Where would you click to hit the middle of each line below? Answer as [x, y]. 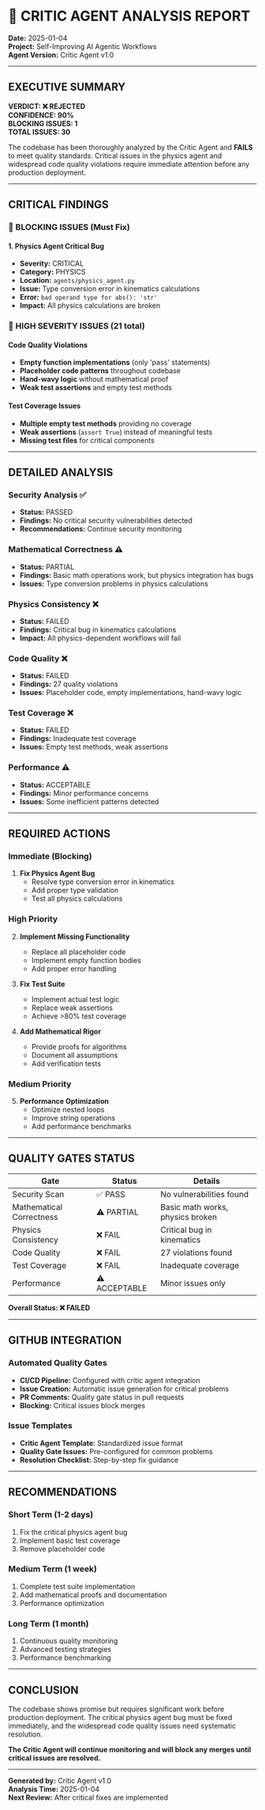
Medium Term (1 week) [52, 1569]
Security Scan [38, 1194]
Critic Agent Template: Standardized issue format [101, 1443]
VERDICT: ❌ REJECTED [47, 106]
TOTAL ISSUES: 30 [39, 132]
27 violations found [196, 1253]
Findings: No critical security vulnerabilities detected [106, 520]
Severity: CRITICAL [52, 263]
